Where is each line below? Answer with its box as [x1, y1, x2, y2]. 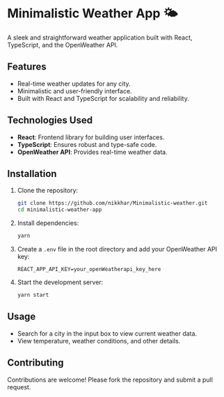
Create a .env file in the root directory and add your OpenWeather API [17, 245, 218, 253]
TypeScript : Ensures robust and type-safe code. [17, 140, 157, 148]
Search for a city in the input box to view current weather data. [17, 329, 197, 338]
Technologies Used [7, 114, 93, 126]
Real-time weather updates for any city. [17, 79, 131, 88]
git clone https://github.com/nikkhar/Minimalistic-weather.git [17, 200, 208, 207]
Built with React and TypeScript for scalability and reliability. [17, 94, 189, 102]
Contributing [7, 357, 64, 369]
